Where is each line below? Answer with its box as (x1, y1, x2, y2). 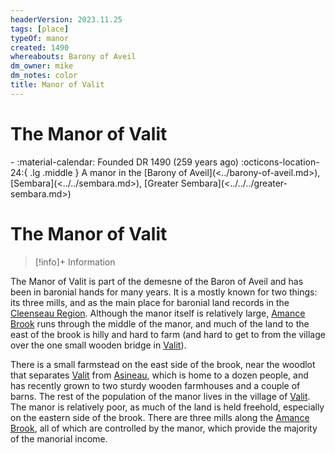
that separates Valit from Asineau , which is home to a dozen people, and (10, 369, 309, 381)
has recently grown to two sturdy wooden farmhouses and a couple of (10, 379, 301, 391)
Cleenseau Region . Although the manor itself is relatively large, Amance (10, 307, 306, 319)
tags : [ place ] (10, 24, 70, 34)
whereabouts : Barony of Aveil (10, 52, 137, 62)
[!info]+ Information (34, 256, 116, 268)
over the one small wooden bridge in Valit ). (10, 339, 187, 351)
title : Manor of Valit (10, 80, 105, 90)
